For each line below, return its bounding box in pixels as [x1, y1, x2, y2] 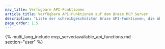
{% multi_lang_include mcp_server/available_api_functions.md [5, 34, 131, 40]
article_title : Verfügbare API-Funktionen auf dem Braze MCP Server [5, 12, 148, 16]
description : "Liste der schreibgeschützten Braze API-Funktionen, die [5, 16, 155, 21]
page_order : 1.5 [5, 20, 38, 26]
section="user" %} [5, 39, 43, 45]
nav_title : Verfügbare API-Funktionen [5, 7, 84, 12]
